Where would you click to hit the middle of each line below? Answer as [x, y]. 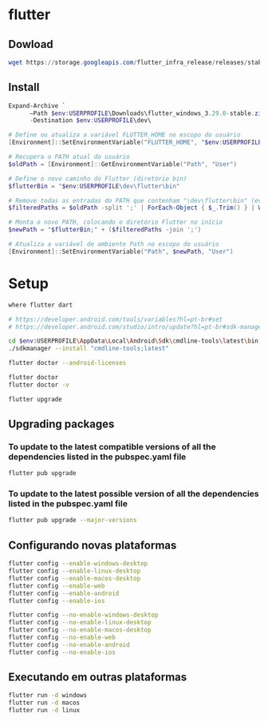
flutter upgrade [35, 399]
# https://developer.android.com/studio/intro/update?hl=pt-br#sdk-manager [137, 327]
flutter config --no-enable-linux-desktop [80, 623]
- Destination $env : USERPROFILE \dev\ [90, 121]
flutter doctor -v [39, 385]
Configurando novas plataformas [93, 545]
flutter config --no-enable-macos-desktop [80, 630]
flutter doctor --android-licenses [67, 363]
